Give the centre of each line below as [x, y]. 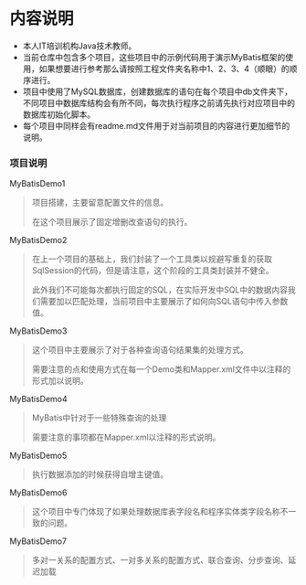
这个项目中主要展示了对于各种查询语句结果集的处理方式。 [140, 350]
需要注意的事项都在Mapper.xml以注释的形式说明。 [126, 437]
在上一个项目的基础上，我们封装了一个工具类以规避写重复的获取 [152, 259]
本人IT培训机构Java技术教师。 [79, 46]
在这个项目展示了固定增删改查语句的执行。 [112, 222]
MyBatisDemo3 [38, 331]
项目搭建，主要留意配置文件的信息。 [100, 203]
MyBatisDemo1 [37, 184]
